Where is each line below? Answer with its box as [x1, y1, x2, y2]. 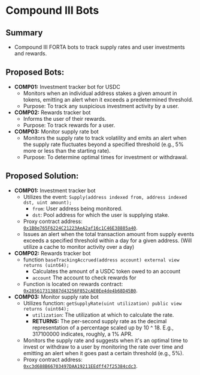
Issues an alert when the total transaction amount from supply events [23, 230, 195, 237]
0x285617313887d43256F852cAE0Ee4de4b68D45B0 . [23, 287, 138, 294]
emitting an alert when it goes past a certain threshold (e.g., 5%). [23, 349, 184, 356]
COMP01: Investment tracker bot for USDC [14, 83, 120, 90]
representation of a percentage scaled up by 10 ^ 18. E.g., [32, 324, 174, 331]
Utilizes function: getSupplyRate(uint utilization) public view [23, 299, 182, 306]
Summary [5, 28, 43, 38]
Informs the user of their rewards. [23, 115, 107, 122]
